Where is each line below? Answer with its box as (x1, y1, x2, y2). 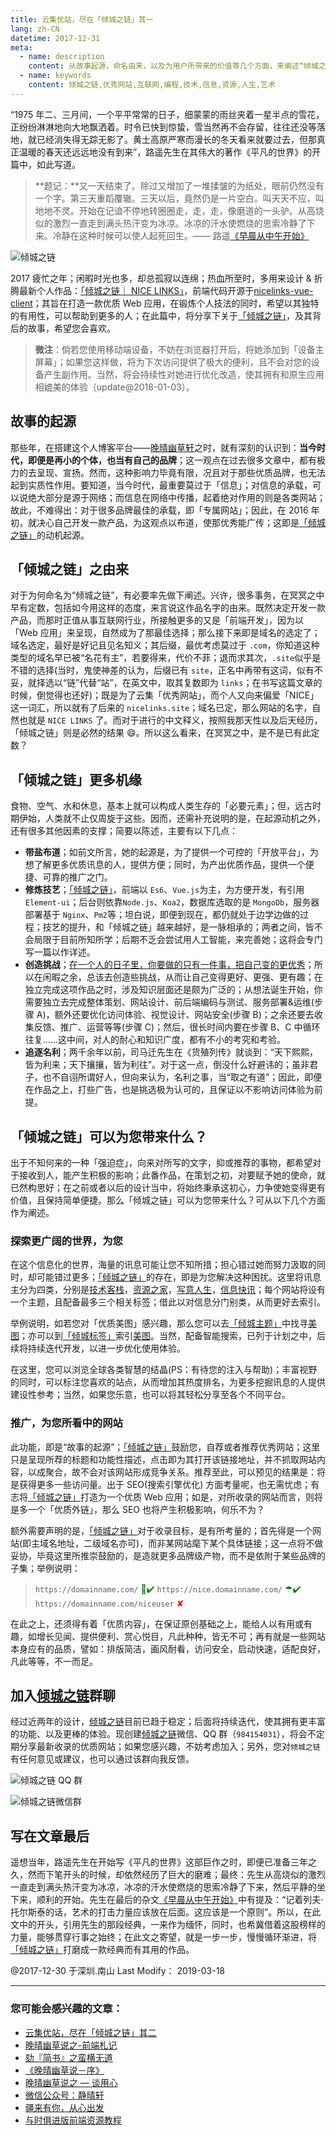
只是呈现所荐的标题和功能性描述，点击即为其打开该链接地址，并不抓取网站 (10, 1453, 317, 1465)
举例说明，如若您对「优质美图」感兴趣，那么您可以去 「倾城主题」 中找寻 (10, 1317, 308, 1330)
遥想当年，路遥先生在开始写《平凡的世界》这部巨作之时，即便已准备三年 (10, 1856, 308, 1868)
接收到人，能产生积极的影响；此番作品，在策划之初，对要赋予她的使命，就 (18, 1169, 326, 1181)
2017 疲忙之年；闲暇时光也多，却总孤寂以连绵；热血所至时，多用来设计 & (10, 272, 312, 284)
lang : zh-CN (10, 24, 60, 34)
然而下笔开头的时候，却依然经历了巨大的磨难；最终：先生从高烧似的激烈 (27, 1869, 326, 1881)
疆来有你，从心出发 (24, 2101, 105, 2113)
